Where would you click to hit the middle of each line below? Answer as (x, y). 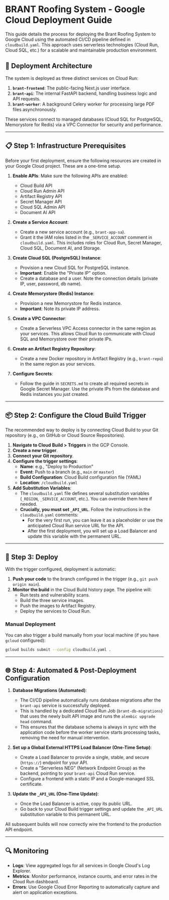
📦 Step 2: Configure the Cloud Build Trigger (76, 415)
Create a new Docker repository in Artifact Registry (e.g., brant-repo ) (92, 358)
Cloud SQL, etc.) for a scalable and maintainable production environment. (81, 50)
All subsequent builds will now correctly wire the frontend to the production (83, 824)
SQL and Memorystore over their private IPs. (66, 339)
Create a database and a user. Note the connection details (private (89, 278)
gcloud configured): (25, 640)
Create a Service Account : (40, 222)
